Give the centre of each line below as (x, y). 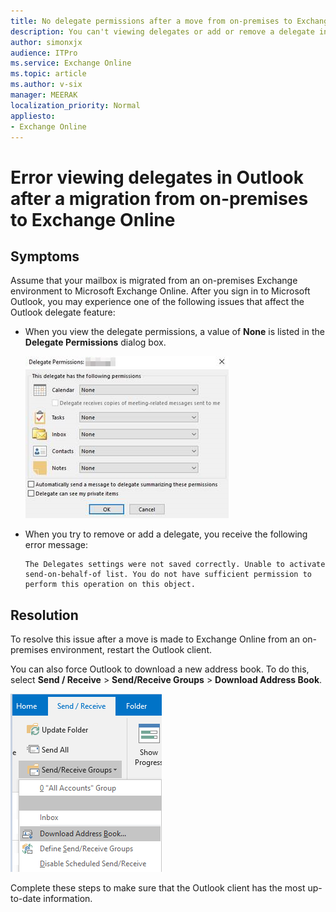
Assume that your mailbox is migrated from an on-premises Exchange (154, 281)
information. (68, 899)
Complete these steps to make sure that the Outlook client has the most (158, 888)
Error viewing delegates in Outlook (157, 177)
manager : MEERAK (44, 95)
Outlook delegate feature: (63, 312)
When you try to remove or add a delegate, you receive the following (166, 534)
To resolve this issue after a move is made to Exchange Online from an (155, 639)
